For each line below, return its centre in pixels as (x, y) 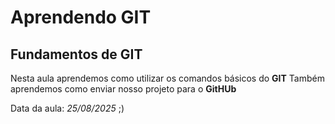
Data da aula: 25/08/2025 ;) (67, 108)
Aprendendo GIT (81, 17)
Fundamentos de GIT (76, 54)
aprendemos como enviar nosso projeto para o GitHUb (123, 89)
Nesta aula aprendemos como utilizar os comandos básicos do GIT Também (167, 78)
